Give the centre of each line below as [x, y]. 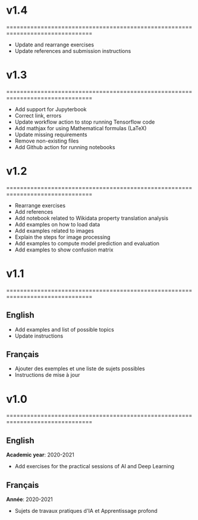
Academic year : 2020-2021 [40, 455]
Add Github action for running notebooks [65, 147]
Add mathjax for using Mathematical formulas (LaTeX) [81, 128]
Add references [34, 212]
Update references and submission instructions [73, 51]
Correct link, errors [38, 115]
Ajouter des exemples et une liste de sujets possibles [80, 368]
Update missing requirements [51, 134]
